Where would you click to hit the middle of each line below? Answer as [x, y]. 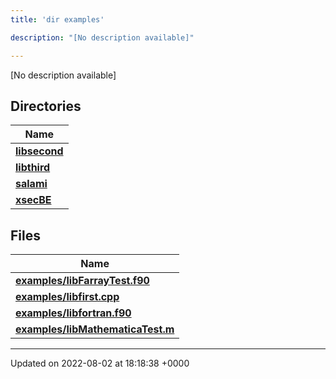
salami [31, 184]
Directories [46, 106]
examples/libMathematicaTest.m [95, 329]
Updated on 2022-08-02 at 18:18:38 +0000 [100, 363]
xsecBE [33, 200]
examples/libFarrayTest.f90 [82, 281]
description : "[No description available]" [102, 37]
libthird [33, 168]
